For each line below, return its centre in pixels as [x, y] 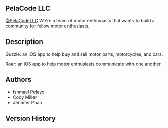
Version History [30, 118]
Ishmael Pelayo [28, 92]
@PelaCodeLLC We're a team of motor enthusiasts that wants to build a [80, 20]
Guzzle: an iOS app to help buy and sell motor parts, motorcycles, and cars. [84, 54]
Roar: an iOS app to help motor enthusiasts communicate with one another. [84, 64]
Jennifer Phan [27, 103]
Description [24, 42]
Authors [19, 80]
